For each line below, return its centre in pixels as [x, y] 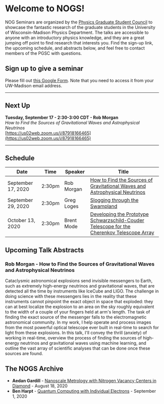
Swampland [104, 206]
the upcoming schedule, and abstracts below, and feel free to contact [75, 48]
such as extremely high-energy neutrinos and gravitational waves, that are [80, 286]
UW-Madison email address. [34, 86]
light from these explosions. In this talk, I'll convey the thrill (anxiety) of [76, 333]
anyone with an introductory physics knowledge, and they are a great [75, 38]
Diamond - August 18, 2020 [40, 386]
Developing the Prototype [119, 214]
